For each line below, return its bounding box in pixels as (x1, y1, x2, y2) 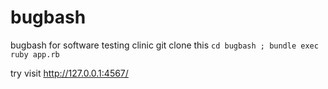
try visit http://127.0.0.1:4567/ (10, 67, 129, 79)
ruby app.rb (10, 49, 60, 60)
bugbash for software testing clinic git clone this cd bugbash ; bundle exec (10, 39, 319, 51)
